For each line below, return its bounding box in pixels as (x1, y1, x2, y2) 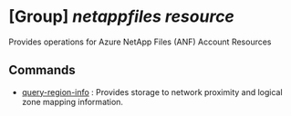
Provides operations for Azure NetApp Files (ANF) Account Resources (8, 36, 272, 47)
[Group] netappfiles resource (8, 6, 234, 27)
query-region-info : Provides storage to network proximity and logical (21, 86, 284, 97)
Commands (8, 63, 77, 78)
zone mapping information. (21, 96, 124, 107)
